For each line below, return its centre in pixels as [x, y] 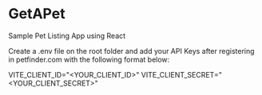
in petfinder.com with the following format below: [89, 59]
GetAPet [37, 14]
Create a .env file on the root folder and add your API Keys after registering [131, 51]
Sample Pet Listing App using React [67, 36]
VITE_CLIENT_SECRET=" [181, 74]
